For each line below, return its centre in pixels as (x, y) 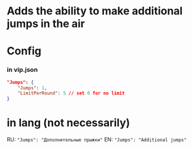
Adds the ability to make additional (95, 11)
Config (24, 51)
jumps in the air (46, 24)
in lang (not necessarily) (68, 123)
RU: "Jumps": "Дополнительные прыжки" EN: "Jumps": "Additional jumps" (97, 139)
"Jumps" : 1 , (32, 88)
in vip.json (22, 70)
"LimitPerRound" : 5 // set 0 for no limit (71, 93)
